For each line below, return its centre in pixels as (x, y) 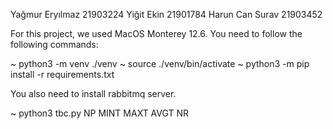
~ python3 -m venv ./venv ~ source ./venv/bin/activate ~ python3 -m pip (160, 63)
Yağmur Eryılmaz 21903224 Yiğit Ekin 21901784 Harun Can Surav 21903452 (166, 14)
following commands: (54, 44)
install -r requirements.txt (62, 74)
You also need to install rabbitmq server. (93, 93)
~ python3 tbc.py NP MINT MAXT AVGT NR (100, 113)
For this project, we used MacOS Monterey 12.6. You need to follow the (156, 33)
